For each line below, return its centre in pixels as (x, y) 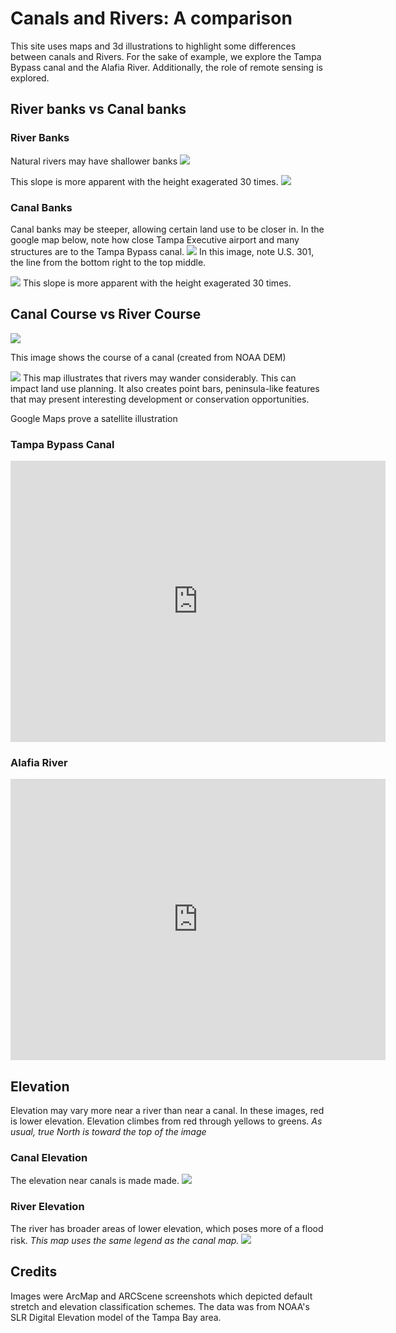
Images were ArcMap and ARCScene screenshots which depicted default (161, 1296)
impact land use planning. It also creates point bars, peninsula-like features (165, 388)
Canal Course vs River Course (106, 314)
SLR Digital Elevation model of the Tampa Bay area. (116, 1317)
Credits (34, 1272)
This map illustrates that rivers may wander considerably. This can (159, 378)
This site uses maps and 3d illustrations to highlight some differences (153, 46)
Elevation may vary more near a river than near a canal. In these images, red (167, 1111)
